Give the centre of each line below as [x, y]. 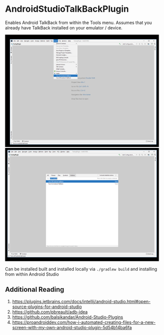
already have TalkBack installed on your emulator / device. [64, 27]
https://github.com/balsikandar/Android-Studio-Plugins [68, 317]
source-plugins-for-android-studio [47, 307]
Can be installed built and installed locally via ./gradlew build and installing [81, 269]
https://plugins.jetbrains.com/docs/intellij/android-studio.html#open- [81, 301]
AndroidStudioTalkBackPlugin [67, 9]
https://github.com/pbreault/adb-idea [50, 311]
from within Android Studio [32, 274]
